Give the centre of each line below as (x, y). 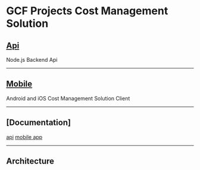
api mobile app (24, 137)
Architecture (30, 161)
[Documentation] (39, 123)
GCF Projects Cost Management (87, 11)
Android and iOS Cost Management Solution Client (68, 98)
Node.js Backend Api (32, 60)
